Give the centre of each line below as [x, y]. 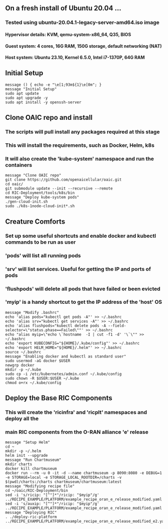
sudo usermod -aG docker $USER [38, 361]
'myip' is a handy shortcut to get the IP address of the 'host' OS [84, 302]
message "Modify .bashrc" [32, 312]
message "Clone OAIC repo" [33, 175]
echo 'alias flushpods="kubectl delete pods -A [56, 325]
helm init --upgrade [27, 456]
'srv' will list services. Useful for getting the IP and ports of [78, 269]
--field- [117, 325]
